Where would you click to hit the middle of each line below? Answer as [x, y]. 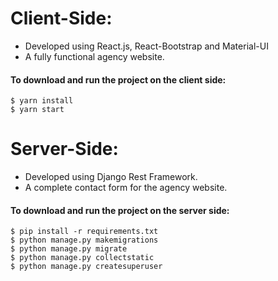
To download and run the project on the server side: [120, 210]
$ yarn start [37, 110]
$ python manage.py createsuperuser [86, 267]
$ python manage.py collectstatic [82, 258]
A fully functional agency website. [94, 56]
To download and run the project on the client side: [118, 79]
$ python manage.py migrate [69, 249]
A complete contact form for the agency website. [126, 188]
